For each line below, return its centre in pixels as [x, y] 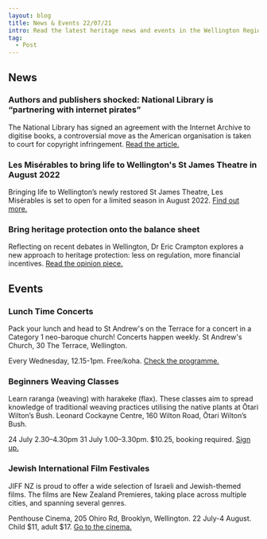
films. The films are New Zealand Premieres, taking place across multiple [128, 494]
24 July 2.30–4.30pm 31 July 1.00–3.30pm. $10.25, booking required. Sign [130, 440]
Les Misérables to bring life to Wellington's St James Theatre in [133, 165]
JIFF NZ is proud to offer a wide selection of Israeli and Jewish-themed [125, 486]
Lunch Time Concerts [51, 311]
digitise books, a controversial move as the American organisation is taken [130, 135]
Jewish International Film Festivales [79, 468]
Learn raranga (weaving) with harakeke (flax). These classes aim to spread [131, 399]
